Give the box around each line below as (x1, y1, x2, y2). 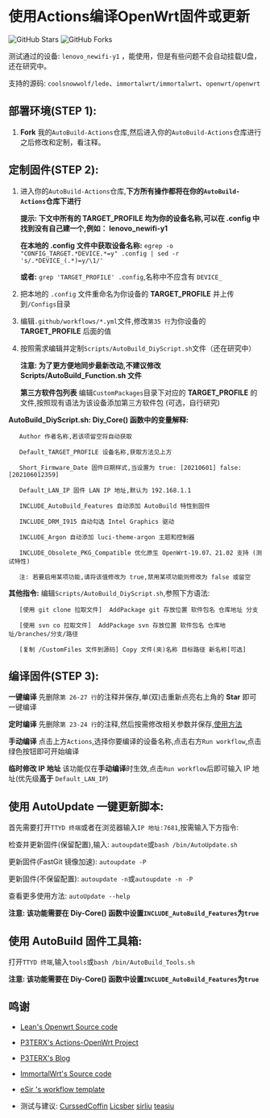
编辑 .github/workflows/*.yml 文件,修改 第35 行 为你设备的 (19, 316, 206, 326)
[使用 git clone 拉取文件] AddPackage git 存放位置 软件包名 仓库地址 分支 (19, 605, 259, 613)
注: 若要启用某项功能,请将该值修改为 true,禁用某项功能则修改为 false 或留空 (19, 573, 251, 581)
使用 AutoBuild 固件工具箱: (8, 934, 143, 948)
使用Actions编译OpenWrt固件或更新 (8, 7, 251, 26)
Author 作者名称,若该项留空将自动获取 (19, 432, 133, 440)
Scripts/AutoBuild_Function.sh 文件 (19, 370, 143, 380)
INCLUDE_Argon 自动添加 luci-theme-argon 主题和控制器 (19, 533, 195, 541)
